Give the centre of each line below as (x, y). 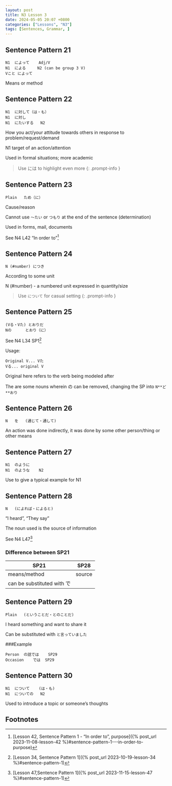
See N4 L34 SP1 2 (24, 340)
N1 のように (18, 465)
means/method (26, 574)
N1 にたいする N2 (25, 123)
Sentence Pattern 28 (39, 496)
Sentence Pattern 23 (39, 185)
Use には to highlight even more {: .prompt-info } (69, 168)
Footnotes (22, 719)
